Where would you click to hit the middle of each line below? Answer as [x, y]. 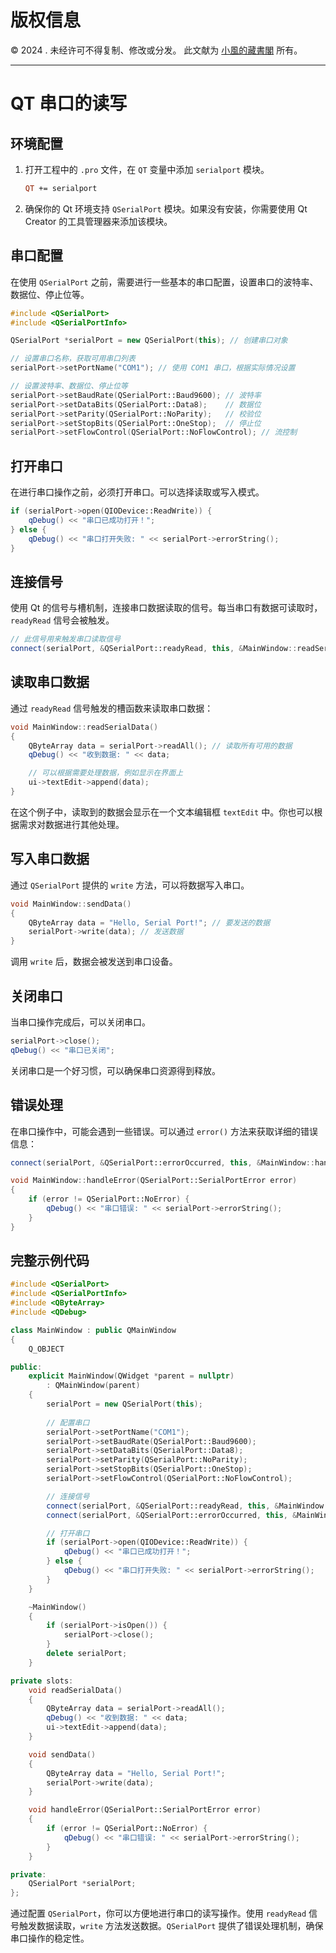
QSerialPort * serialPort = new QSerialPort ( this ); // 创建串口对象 [149, 341]
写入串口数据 [50, 859]
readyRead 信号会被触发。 [62, 620]
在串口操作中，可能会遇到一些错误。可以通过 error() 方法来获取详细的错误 [164, 1131]
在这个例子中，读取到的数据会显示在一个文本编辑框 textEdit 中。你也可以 [162, 812]
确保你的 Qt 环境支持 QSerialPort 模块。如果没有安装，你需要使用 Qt [166, 208]
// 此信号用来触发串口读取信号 [66, 639]
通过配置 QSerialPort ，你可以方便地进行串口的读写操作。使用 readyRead [158, 1913]
